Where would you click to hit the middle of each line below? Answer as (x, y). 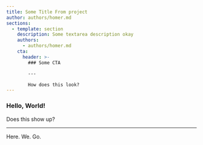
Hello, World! (26, 106)
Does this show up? (31, 119)
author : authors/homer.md (39, 18)
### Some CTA (44, 62)
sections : (19, 23)
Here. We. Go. (24, 137)
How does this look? (54, 85)
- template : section (37, 29)
